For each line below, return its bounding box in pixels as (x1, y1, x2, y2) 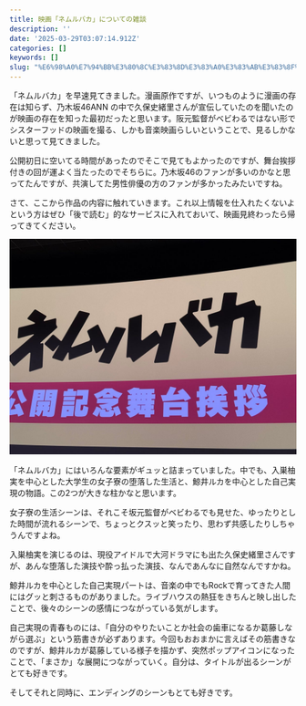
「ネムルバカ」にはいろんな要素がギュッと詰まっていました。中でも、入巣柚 (9, 465, 296, 475)
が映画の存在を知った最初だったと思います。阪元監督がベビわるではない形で (9, 113, 296, 123)
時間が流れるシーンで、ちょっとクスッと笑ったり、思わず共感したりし (16, 518, 280, 529)
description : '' (9, 24, 71, 34)
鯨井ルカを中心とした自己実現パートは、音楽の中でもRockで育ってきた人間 (9, 580, 291, 590)
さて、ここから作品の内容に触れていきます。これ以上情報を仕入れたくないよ (9, 197, 296, 208)
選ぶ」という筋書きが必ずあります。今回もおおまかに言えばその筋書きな (25, 634, 296, 644)
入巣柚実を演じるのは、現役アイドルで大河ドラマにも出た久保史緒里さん (9, 549, 280, 560)
